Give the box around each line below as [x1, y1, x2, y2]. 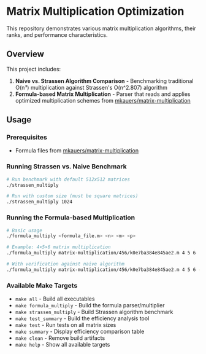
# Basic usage [6, 227, 43, 234]
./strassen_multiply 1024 [6, 199, 72, 205]
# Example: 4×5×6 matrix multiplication [6, 244, 112, 250]
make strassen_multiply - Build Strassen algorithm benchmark [15, 309, 174, 316]
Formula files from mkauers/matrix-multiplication [15, 147, 139, 154]
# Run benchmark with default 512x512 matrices [6, 176, 131, 183]
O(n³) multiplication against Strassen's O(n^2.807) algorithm [15, 84, 167, 91]
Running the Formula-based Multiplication [6, 213, 135, 222]
